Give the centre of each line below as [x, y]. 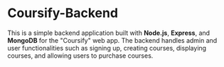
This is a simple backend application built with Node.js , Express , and [109, 33]
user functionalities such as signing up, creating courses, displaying [107, 48]
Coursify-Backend [63, 13]
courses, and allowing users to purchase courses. [80, 56]
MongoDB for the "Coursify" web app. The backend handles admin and [112, 40]
